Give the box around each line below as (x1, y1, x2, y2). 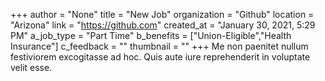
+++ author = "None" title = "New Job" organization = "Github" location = (10, 9, 315, 20)
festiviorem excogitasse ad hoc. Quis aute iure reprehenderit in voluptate (10, 51, 311, 63)
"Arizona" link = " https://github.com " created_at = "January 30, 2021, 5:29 (10, 19, 316, 31)
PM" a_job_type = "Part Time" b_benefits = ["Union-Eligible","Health (10, 30, 292, 41)
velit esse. (10, 62, 53, 73)
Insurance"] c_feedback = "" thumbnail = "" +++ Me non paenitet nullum (10, 40, 309, 52)
